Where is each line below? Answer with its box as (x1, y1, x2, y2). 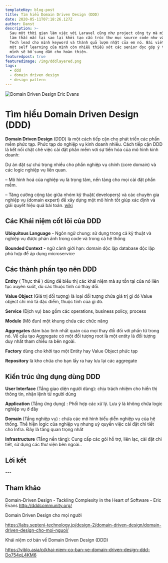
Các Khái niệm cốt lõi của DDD (5, 217, 101, 226)
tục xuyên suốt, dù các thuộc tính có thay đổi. (5, 284, 99, 290)
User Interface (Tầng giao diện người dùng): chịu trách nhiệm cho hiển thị (5, 386, 157, 392)
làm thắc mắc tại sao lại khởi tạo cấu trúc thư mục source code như (9, 36, 157, 41)
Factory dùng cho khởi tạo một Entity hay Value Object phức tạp (5, 348, 138, 354)
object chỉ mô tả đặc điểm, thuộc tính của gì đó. (5, 299, 103, 305)
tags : (5, 63, 16, 68)
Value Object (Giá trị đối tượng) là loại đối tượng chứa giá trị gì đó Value (5, 293, 152, 299)
